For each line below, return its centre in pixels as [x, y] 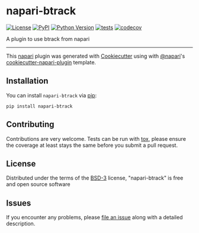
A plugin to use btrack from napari [48, 39]
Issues [19, 203]
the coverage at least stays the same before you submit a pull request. [92, 145]
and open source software [38, 184]
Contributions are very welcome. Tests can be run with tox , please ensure [96, 138]
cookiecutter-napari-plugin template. [51, 62]
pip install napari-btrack [39, 106]
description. [21, 223]
